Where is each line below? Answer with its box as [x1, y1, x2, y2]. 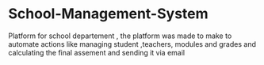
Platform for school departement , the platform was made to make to [8, 31, 232, 40]
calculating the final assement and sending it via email [8, 48, 185, 57]
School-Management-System [8, 5, 209, 23]
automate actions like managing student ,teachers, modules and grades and [8, 39, 256, 48]
